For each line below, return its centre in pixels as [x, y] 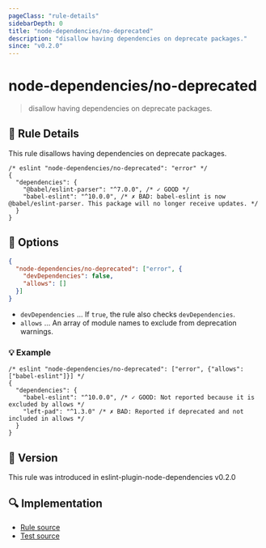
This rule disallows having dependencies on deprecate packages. [118, 153]
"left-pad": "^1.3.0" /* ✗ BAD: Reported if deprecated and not [133, 412]
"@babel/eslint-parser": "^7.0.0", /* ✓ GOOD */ [106, 189]
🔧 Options [34, 242]
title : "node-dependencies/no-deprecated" [81, 31]
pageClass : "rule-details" [54, 16]
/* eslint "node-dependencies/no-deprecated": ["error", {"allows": [126, 369]
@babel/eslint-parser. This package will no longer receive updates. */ [133, 203]
